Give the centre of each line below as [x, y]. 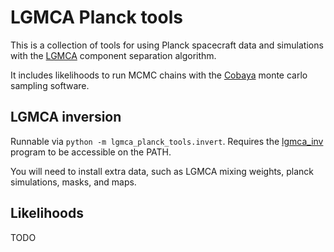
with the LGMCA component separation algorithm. [113, 55]
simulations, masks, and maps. [73, 182]
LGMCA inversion [66, 117]
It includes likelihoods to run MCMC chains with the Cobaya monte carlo [159, 75]
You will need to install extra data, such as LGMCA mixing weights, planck [162, 171]
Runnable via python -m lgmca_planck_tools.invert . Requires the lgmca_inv [167, 141]
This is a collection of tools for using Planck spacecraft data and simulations [167, 45]
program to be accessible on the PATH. [91, 152]
